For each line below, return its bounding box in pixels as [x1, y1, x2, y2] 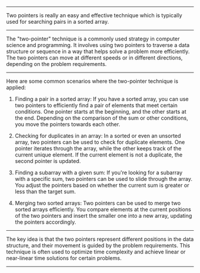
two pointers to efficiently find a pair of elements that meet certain [14, 102, 177, 109]
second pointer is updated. [14, 158, 82, 164]
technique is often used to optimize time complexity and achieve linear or [6, 248, 186, 255]
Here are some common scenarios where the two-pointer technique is [6, 78, 179, 84]
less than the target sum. [14, 188, 76, 195]
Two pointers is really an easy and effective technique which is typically [6, 12, 183, 18]
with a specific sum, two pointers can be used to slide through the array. [14, 175, 193, 182]
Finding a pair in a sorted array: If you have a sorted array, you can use [14, 96, 189, 102]
